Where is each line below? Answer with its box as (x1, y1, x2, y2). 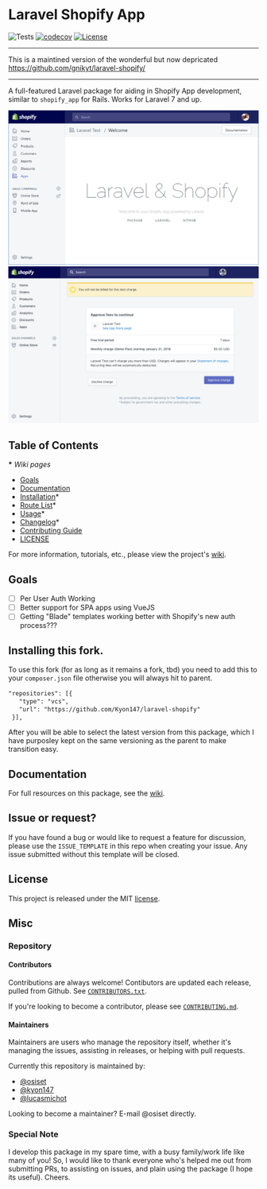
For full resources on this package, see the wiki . (8, 788, 165, 798)
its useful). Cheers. (8, 1172, 71, 1182)
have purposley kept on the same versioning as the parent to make (8, 736, 227, 746)
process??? (19, 621, 58, 630)
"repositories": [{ (8, 690, 73, 698)
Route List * (19, 501, 57, 510)
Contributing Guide (19, 526, 83, 536)
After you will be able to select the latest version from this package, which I (8, 727, 254, 737)
